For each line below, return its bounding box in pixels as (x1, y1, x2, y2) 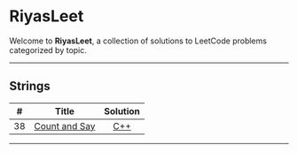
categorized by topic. (9, 44, 87, 55)
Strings (9, 79, 51, 94)
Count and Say (34, 119, 96, 132)
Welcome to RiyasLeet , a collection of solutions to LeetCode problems (9, 35, 268, 46)
